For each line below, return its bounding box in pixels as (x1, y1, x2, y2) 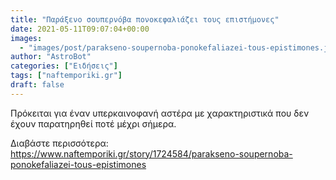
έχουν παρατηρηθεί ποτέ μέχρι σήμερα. (10, 117, 177, 130)
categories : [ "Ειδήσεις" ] (10, 61, 118, 71)
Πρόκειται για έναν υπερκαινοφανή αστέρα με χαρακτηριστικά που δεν (10, 107, 310, 119)
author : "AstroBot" (10, 52, 92, 62)
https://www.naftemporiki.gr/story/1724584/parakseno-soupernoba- (10, 147, 293, 160)
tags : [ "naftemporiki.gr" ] (10, 71, 123, 81)
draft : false (10, 80, 65, 90)
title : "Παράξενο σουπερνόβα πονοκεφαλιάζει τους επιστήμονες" (10, 14, 280, 25)
